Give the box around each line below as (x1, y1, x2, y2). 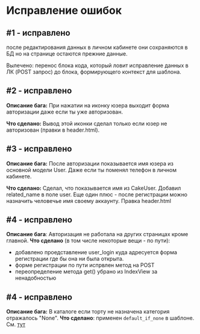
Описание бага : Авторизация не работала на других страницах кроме (6, 231, 189, 238)
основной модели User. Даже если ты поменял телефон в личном (6, 166, 177, 173)
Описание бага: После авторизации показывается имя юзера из (6, 159, 173, 167)
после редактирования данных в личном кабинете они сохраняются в (6, 43, 188, 51)
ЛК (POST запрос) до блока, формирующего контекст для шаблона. (6, 68, 182, 75)
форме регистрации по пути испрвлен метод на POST (14, 262, 155, 269)
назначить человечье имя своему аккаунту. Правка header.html (6, 197, 172, 204)
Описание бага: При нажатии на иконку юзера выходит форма (6, 101, 170, 109)
